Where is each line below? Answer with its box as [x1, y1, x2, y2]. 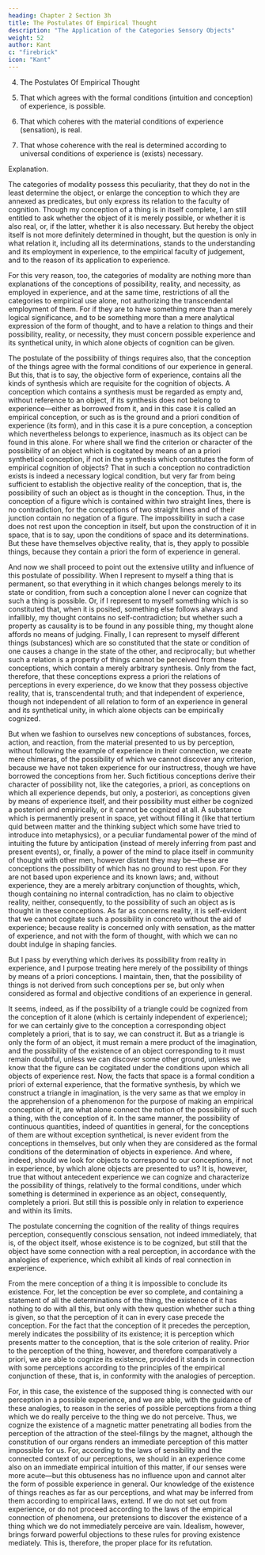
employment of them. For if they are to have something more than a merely [8, 304, 252, 314]
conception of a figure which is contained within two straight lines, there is [8, 496, 252, 505]
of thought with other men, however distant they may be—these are [8, 855, 229, 864]
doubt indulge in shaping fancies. [8, 939, 117, 949]
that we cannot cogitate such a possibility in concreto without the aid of [8, 914, 242, 924]
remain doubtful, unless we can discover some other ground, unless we [8, 1054, 241, 1064]
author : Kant [8, 41, 51, 49]
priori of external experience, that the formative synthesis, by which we [8, 1079, 241, 1089]
